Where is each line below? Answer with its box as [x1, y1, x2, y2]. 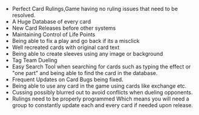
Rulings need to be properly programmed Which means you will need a [11, 95, 189, 102]
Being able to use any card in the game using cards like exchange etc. [11, 82, 187, 90]
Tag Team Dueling [11, 57, 57, 64]
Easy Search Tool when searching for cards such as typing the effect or [11, 63, 191, 70]
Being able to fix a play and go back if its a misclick [11, 38, 140, 44]
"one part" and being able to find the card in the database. [11, 70, 158, 76]
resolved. [11, 11, 36, 19]
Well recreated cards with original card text [11, 44, 120, 51]
